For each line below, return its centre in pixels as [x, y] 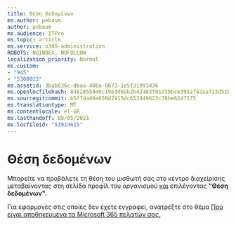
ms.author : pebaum [34, 20]
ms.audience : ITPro [36, 33]
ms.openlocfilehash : [38, 92]
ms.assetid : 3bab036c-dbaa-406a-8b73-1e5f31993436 [83, 86]
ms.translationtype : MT [42, 105]
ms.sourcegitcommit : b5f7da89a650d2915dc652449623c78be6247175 [102, 99]
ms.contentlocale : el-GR [44, 111]
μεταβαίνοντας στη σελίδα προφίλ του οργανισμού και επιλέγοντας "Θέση [118, 186]
